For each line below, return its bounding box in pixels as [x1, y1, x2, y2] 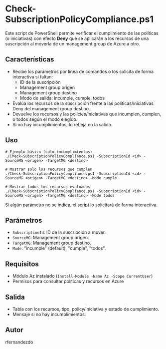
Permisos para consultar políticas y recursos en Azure [12, 278, 124, 285]
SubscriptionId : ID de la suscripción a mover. [12, 229, 106, 235]
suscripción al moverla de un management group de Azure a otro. [5, 40, 141, 46]
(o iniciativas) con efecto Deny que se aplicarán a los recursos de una [5, 35, 149, 41]
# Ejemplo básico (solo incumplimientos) [5, 149, 93, 154]
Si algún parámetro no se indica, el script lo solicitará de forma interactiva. [5, 202, 158, 208]
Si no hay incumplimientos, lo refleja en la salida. [12, 121, 113, 127]
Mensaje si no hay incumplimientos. [12, 312, 86, 317]
